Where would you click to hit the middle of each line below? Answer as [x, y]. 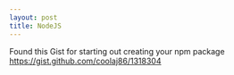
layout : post [33, 17]
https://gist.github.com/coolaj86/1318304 [85, 61]
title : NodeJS [36, 26]
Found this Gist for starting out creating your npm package [117, 51]
